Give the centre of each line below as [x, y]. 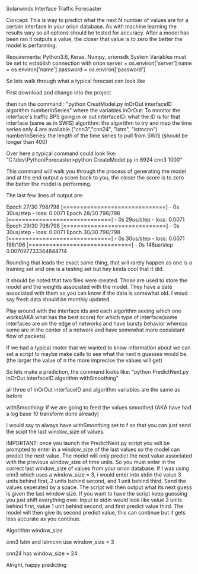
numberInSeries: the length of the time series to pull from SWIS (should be [97, 135]
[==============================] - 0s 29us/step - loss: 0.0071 [95, 220]
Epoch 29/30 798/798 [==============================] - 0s [93, 226]
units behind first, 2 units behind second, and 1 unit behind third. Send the [96, 481]
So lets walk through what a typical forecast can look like [76, 81]
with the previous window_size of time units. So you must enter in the [91, 462]
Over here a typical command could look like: [61, 153]
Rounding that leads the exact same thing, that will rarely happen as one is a [99, 263]
